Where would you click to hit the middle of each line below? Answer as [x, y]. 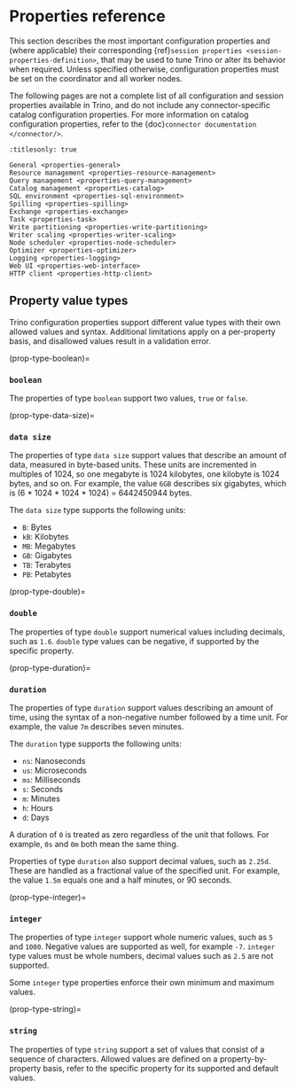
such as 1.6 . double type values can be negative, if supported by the [134, 641]
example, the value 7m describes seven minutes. [97, 726]
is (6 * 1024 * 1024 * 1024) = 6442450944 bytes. [101, 493]
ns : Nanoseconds [54, 760]
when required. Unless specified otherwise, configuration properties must [144, 69]
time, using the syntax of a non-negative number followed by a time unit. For [148, 717]
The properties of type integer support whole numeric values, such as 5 [141, 938]
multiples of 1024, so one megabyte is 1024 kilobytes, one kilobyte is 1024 [145, 474]
